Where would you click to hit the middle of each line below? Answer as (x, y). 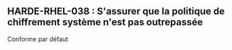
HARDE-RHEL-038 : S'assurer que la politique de (116, 11)
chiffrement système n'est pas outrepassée (105, 23)
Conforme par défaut (38, 39)
